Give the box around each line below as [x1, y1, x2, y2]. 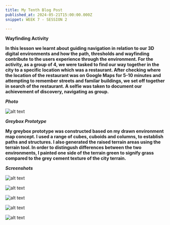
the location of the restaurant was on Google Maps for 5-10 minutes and [5, 72, 161, 79]
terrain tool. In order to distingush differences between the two [5, 144, 142, 151]
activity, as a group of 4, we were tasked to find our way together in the [5, 62, 159, 68]
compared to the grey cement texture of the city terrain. [5, 155, 127, 161]
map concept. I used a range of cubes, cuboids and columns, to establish [5, 134, 163, 140]
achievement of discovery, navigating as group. [5, 89, 109, 95]
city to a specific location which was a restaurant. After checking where [5, 67, 161, 73]
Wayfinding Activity [5, 35, 49, 41]
